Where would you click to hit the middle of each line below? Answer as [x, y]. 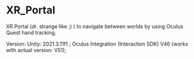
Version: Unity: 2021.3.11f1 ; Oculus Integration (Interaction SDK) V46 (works [97, 44]
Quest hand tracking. [31, 32]
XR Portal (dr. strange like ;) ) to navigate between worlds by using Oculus [95, 26]
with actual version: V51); [36, 50]
